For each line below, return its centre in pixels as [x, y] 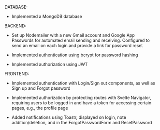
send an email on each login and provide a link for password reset [77, 45]
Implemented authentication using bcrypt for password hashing [75, 55]
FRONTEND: [17, 74]
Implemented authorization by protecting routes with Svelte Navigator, [81, 97]
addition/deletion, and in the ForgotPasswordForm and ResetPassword [82, 122]
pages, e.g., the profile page [40, 108]
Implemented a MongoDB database [47, 16]
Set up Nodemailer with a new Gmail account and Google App [73, 35]
